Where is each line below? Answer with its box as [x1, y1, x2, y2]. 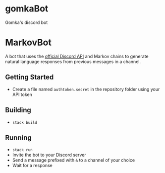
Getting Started [5, 73, 54, 82]
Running [5, 133, 32, 142]
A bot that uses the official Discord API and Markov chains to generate [5, 53, 149, 59]
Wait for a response [12, 163, 53, 169]
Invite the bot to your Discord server [12, 152, 87, 158]
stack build [12, 120, 37, 125]
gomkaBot [5, 3, 49, 14]
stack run [12, 148, 33, 153]
